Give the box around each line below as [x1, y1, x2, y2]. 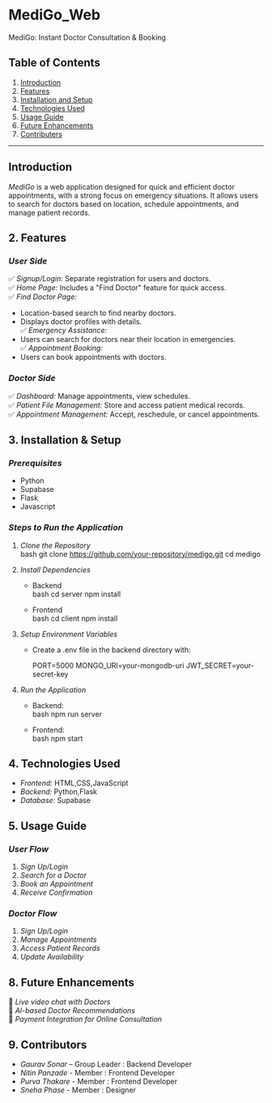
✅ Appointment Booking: [19, 343, 104, 353]
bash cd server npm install [32, 589, 121, 599]
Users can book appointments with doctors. [19, 353, 167, 362]
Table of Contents [8, 56, 101, 70]
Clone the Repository [19, 541, 91, 550]
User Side [8, 255, 48, 267]
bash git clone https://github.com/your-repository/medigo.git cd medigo [19, 549, 261, 558]
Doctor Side [8, 373, 57, 384]
